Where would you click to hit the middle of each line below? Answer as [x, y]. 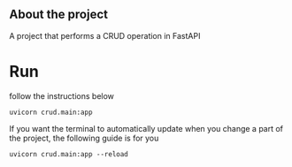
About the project [59, 15]
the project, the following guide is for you [84, 138]
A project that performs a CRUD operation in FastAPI [105, 35]
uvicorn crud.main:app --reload [69, 154]
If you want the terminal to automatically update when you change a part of [146, 128]
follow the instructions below [62, 95]
